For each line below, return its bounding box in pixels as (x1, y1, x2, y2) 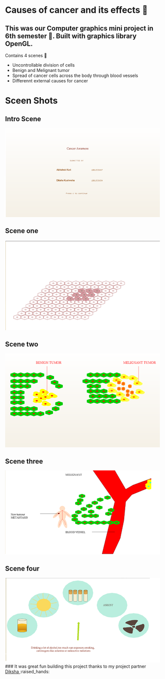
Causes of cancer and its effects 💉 (5, 4, 148, 16)
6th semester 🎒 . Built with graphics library (5, 32, 137, 40)
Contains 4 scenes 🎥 (5, 53, 47, 58)
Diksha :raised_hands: (5, 668, 50, 675)
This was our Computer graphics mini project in (5, 24, 154, 33)
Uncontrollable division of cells (12, 62, 75, 68)
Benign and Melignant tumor (12, 68, 70, 73)
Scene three (5, 457, 43, 465)
